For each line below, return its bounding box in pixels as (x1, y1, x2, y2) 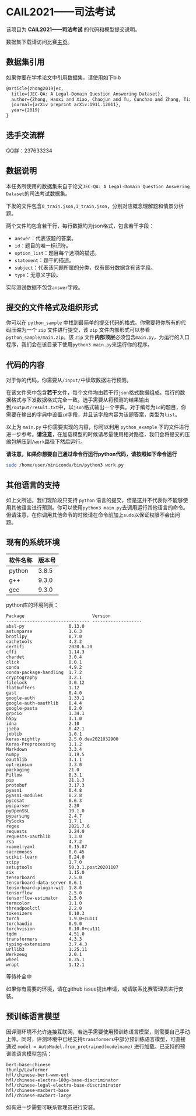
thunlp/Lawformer (6, 1067, 48, 1073)
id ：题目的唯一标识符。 (14, 241, 72, 249)
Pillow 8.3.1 (6, 772, 82, 778)
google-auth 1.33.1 (6, 695, 85, 701)
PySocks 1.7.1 (6, 818, 82, 824)
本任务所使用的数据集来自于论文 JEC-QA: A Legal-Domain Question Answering (6, 182, 190, 189)
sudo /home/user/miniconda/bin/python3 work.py (6, 462, 124, 468)
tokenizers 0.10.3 (6, 910, 85, 916)
